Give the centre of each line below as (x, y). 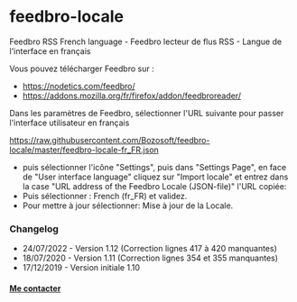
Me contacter (35, 288)
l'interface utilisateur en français (70, 123)
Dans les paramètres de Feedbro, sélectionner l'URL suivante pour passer (147, 113)
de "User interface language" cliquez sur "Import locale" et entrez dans (155, 177)
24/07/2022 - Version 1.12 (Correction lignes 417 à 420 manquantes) (150, 249)
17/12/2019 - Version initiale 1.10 (81, 268)
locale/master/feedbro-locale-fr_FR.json (84, 150)
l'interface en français (50, 50)
